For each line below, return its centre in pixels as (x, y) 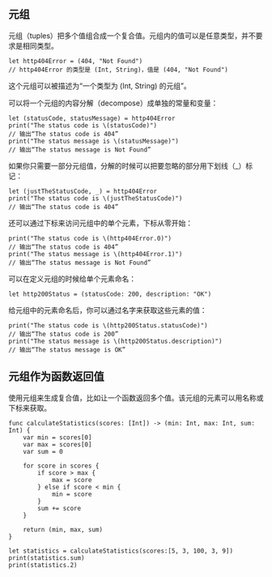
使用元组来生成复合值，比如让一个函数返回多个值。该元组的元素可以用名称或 (136, 397)
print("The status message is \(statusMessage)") (94, 141)
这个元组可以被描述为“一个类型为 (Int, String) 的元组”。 (100, 85)
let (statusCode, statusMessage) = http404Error (92, 118)
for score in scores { (61, 466)
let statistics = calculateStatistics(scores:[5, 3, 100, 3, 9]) (121, 551)
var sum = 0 (43, 451)
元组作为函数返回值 (56, 376)
